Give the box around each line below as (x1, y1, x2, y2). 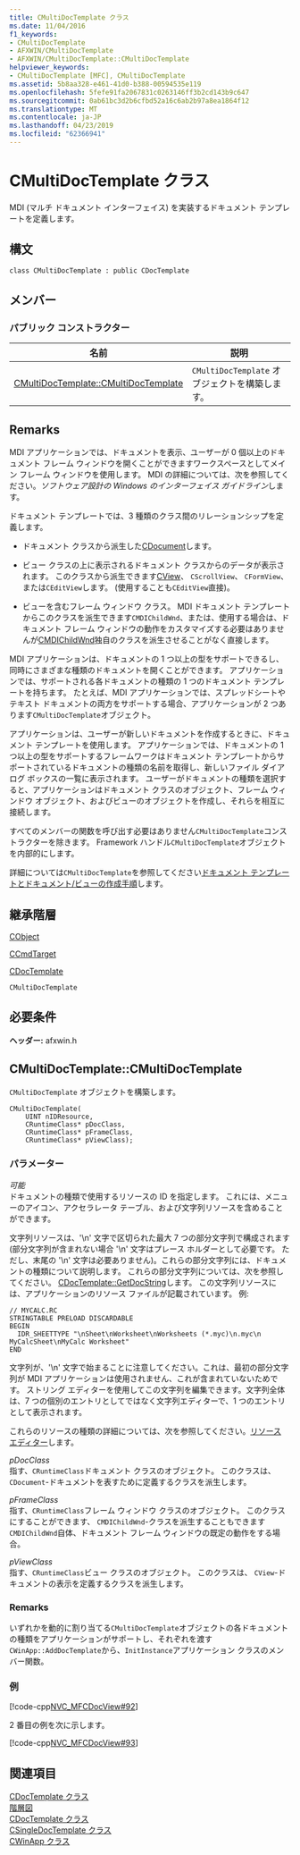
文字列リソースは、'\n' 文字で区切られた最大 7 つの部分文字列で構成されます (9, 1232, 290, 1243)
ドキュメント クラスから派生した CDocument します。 (21, 541, 217, 552)
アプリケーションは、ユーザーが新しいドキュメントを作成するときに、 (9, 729, 268, 739)
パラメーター (9, 1158, 64, 1170)
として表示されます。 (9, 1406, 87, 1417)
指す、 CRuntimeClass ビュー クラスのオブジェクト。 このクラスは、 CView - (9, 1566, 279, 1578)
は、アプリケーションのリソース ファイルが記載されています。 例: (9, 1288, 250, 1299)
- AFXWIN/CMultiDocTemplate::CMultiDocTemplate (9, 55, 190, 63)
